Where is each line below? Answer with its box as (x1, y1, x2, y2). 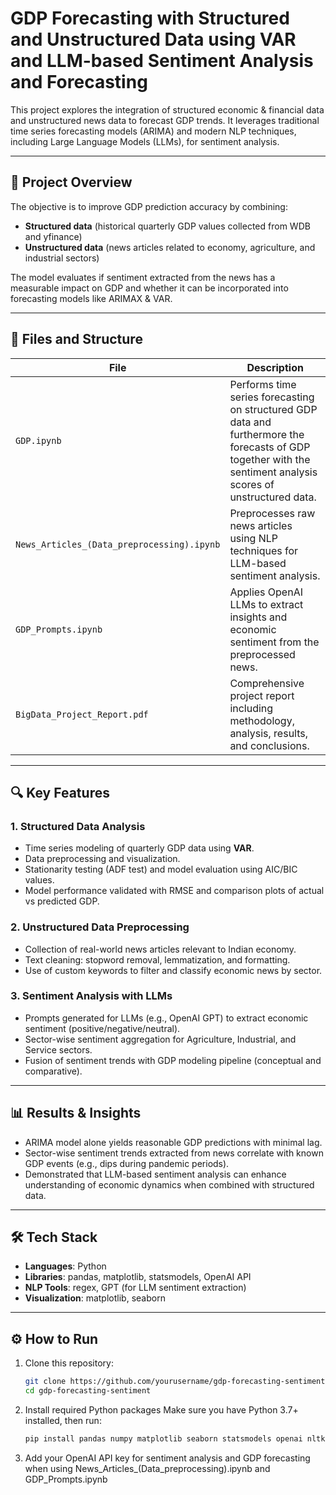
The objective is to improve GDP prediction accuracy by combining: (10, 200, 288, 212)
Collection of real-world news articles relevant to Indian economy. (24, 943, 297, 955)
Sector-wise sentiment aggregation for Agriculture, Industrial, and (24, 1033, 297, 1045)
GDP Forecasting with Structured (10, 7, 290, 30)
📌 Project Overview (10, 174, 133, 191)
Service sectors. (24, 1043, 93, 1056)
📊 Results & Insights (10, 1105, 142, 1122)
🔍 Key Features (10, 784, 110, 801)
